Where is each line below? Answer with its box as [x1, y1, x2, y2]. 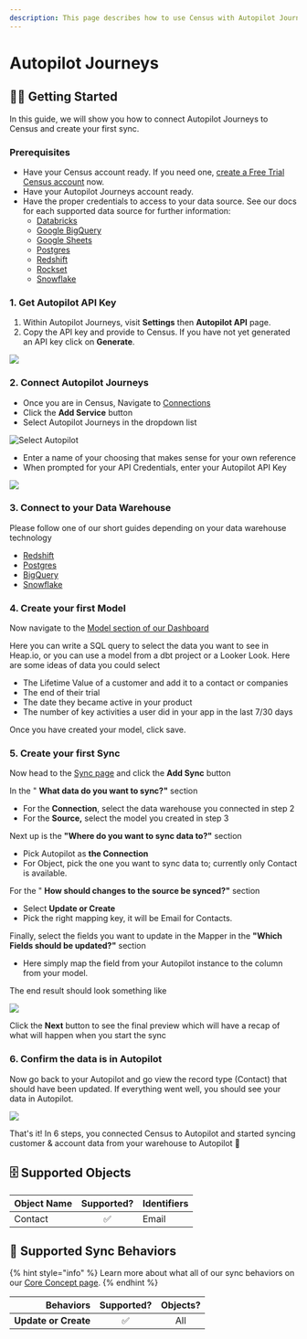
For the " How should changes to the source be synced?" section [9, 886, 260, 897]
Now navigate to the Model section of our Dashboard [9, 622, 209, 633]
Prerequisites [9, 145, 70, 158]
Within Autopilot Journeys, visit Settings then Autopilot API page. [22, 317, 271, 328]
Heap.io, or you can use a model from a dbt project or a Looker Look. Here [9, 650, 291, 661]
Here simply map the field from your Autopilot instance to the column [22, 958, 283, 969]
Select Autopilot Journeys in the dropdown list [22, 417, 197, 428]
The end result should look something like [9, 985, 167, 996]
